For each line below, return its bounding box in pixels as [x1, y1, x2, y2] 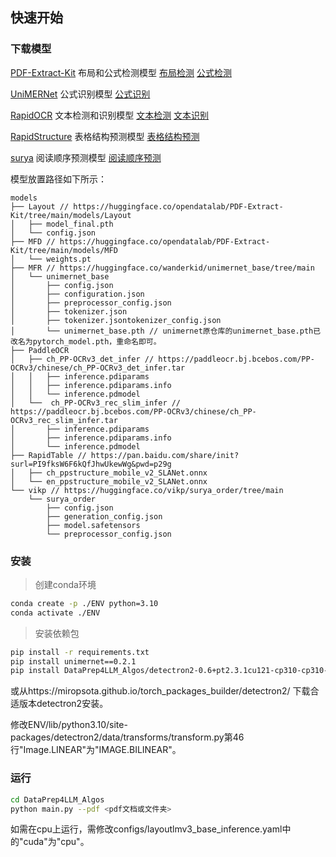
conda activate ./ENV [10, 608, 101, 618]
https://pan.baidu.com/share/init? [90, 450, 240, 460]
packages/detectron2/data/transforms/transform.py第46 [10, 731, 245, 743]
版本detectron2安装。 [18, 698, 109, 710]
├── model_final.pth [28, 219, 114, 229]
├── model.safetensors [46, 520, 141, 530]
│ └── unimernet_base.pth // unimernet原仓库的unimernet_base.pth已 [10, 326, 322, 336]
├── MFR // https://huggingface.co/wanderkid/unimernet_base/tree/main [10, 263, 315, 273]
